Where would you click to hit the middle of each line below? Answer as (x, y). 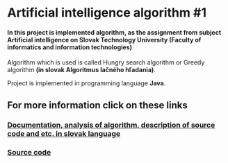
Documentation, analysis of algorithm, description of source (111, 125)
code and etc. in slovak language (64, 133)
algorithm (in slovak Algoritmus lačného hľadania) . (82, 70)
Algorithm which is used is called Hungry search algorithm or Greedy (106, 62)
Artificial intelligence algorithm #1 (107, 13)
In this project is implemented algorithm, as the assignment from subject (114, 32)
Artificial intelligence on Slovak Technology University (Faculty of (104, 40)
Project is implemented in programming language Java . (87, 83)
